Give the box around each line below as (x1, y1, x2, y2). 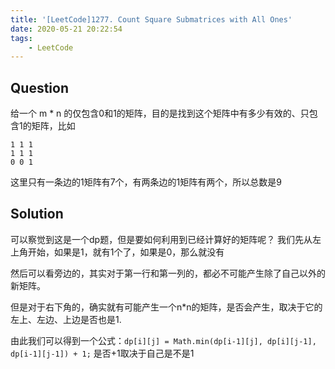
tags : (10, 33, 33, 43)
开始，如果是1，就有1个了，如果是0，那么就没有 (27, 246, 225, 258)
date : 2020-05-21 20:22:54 (10, 24, 123, 34)
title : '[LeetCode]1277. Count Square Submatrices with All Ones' (10, 14, 293, 25)
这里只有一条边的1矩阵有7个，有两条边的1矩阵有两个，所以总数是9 (10, 176, 282, 188)
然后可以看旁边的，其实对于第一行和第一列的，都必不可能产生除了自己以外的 (10, 267, 326, 279)
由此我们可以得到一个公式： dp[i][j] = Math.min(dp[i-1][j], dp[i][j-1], (10, 334, 317, 346)
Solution (10, 206, 64, 223)
